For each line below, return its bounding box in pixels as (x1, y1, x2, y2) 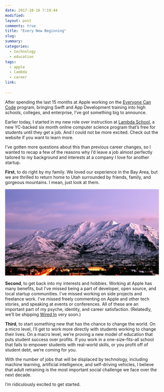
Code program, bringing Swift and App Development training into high (5, 104, 145, 110)
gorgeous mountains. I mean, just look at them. (5, 179, 100, 185)
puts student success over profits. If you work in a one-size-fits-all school (5, 337, 154, 343)
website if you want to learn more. (5, 134, 74, 140)
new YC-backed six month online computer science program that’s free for (5, 124, 156, 130)
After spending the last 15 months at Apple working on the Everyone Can (5, 99, 151, 105)
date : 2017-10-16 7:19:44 (5, 8, 58, 13)
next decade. (5, 372, 32, 378)
